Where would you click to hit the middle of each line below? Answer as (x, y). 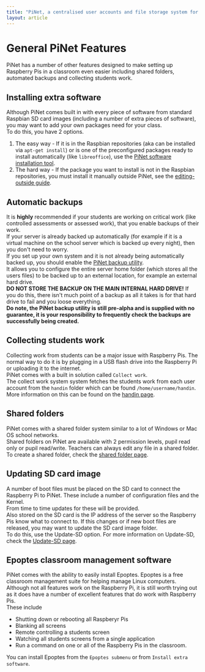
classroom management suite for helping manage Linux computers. (91, 581)
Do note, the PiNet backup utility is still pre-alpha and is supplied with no (100, 308)
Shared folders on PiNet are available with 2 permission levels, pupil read (99, 441)
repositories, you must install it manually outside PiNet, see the (94, 176)
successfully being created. (43, 321)
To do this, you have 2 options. (45, 132)
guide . (44, 183)
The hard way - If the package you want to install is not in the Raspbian (105, 170)
